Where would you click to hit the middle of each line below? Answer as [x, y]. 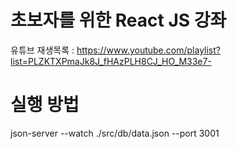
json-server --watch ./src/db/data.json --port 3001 [115, 133]
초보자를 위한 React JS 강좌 [118, 20]
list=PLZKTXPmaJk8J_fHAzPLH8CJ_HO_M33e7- [111, 61]
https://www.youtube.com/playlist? [148, 50]
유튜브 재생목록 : [42, 50]
